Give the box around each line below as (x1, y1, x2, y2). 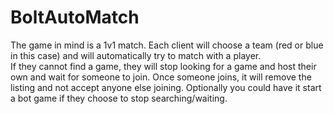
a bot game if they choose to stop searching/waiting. (10, 92, 228, 104)
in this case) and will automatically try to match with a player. (10, 49, 262, 61)
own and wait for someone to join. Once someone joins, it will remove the (10, 71, 312, 83)
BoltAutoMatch (10, 6, 140, 29)
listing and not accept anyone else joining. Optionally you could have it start (10, 81, 322, 93)
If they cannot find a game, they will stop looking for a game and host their (10, 60, 317, 72)
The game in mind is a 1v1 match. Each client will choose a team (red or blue (10, 39, 324, 51)
